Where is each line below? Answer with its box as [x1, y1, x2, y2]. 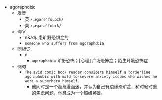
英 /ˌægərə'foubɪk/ [24, 16, 64, 22]
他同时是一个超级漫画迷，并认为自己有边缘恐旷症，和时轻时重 [32, 84, 158, 89]
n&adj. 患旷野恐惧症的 [24, 34, 69, 40]
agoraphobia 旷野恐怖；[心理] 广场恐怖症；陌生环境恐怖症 [32, 58, 149, 63]
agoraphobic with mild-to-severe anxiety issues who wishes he [24, 74, 157, 79]
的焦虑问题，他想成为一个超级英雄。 [32, 90, 106, 96]
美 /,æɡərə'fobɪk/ [24, 22, 62, 28]
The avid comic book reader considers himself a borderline [24, 70, 151, 75]
